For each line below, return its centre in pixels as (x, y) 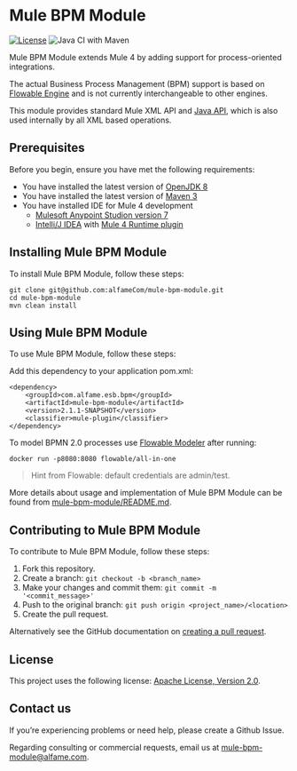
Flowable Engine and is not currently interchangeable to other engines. (139, 93)
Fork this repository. (59, 568)
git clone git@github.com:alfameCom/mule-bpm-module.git (117, 290)
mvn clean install (43, 306)
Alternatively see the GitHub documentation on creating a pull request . (138, 632)
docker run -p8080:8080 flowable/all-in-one (93, 459)
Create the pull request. (65, 615)
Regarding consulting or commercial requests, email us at (114, 747)
